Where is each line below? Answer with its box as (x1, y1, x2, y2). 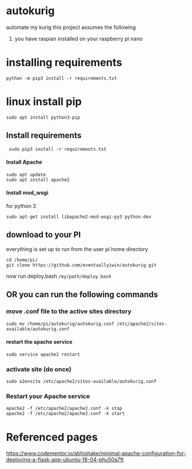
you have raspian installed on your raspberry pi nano (14, 35, 143, 42)
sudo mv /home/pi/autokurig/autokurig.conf (6, 321, 115, 327)
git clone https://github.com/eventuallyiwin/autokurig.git (6, 262, 157, 268)
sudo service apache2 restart (6, 351, 81, 357)
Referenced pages (6, 430, 98, 444)
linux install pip (6, 95, 82, 109)
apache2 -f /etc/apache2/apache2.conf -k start (6, 411, 125, 417)
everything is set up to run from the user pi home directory (6, 245, 148, 252)
